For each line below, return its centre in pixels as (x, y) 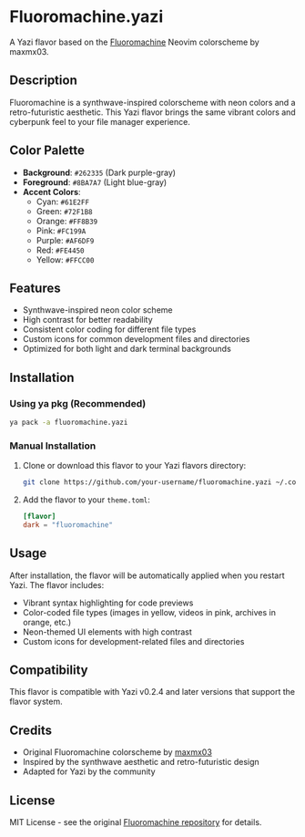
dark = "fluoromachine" (68, 525)
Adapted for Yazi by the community (89, 771)
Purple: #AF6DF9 (65, 240)
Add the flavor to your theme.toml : (86, 500)
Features (35, 288)
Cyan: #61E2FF (62, 201)
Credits (31, 730)
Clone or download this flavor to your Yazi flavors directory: (134, 466)
